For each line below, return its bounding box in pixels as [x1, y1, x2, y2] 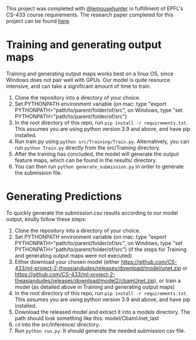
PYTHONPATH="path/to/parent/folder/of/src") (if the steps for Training [14, 246, 187, 253]
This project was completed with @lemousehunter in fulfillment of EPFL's [6, 5, 184, 12]
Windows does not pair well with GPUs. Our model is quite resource [6, 76, 171, 83]
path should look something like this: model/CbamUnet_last [14, 315, 159, 322]
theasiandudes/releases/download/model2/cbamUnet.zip [14, 277, 155, 284]
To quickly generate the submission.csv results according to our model [6, 209, 178, 216]
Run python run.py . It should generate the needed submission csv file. [14, 327, 185, 334]
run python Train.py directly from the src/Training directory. [14, 144, 161, 151]
